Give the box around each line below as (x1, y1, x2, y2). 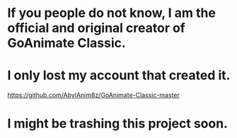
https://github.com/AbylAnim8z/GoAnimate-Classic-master (7, 91, 180, 100)
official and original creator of (7, 20, 185, 36)
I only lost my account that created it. (7, 67, 231, 84)
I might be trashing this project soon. (7, 115, 229, 132)
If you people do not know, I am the (7, 5, 216, 21)
